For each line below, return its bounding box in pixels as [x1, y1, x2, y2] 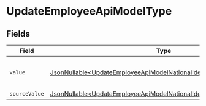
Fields [6, 29, 31, 39]
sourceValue [9, 90, 45, 97]
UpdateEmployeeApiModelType [6, 4, 172, 18]
